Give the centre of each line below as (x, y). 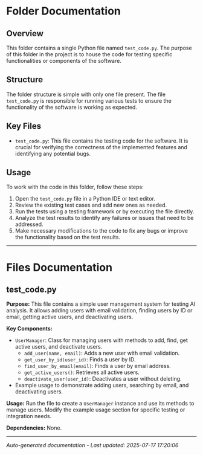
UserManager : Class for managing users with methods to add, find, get (101, 340)
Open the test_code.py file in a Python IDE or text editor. (85, 199)
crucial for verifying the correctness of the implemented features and (101, 147)
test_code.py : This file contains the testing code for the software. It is (101, 141)
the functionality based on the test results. (68, 237)
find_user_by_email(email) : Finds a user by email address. (97, 366)
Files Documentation (60, 267)
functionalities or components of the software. (64, 61)
